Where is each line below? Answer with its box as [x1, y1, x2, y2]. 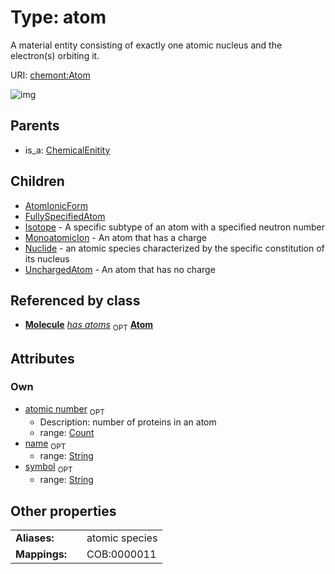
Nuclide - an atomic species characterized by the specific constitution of [24, 242, 325, 254]
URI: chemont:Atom [10, 69, 91, 81]
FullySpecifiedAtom [24, 210, 106, 222]
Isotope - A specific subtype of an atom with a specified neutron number [24, 221, 325, 233]
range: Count [39, 426, 95, 438]
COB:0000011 [86, 547, 157, 561]
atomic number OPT [24, 402, 105, 417]
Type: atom [10, 6, 107, 29]
